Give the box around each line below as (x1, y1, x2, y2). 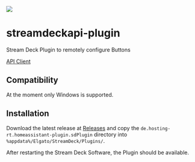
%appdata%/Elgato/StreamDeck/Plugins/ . (6, 137, 105, 144)
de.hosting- (140, 125, 170, 131)
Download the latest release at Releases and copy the (6, 124, 140, 131)
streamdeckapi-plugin (6, 26, 120, 40)
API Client (6, 58, 31, 65)
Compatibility (6, 75, 58, 85)
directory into (94, 131, 128, 138)
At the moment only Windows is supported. (6, 91, 114, 98)
